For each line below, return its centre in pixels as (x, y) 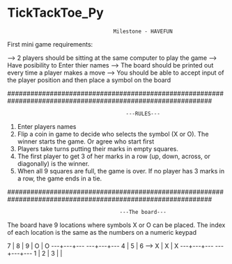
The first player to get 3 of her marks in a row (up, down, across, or (114, 156)
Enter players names (47, 126)
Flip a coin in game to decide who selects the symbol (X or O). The (113, 134)
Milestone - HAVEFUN (143, 31)
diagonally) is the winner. (53, 163)
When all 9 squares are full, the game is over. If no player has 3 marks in (121, 171)
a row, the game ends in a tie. (60, 178)
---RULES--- (143, 114)
